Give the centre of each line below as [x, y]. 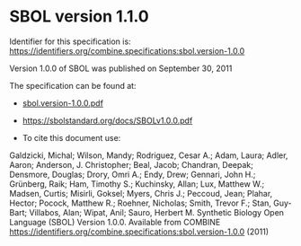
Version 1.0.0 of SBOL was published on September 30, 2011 [121, 68]
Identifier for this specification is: [71, 41]
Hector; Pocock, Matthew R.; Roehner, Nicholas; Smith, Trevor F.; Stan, [141, 203]
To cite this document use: [71, 137]
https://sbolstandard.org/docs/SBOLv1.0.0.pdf [107, 120]
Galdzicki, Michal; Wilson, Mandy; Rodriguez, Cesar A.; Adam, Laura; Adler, [149, 155]
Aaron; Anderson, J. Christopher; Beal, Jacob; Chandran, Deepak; [131, 164]
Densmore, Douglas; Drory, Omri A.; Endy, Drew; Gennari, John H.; [133, 174]
